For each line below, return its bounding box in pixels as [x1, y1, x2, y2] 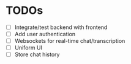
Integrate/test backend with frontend [14, 24, 108, 31]
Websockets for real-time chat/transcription [14, 37, 125, 45]
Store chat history [14, 51, 60, 58]
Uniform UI [14, 44, 42, 51]
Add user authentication [14, 31, 76, 37]
